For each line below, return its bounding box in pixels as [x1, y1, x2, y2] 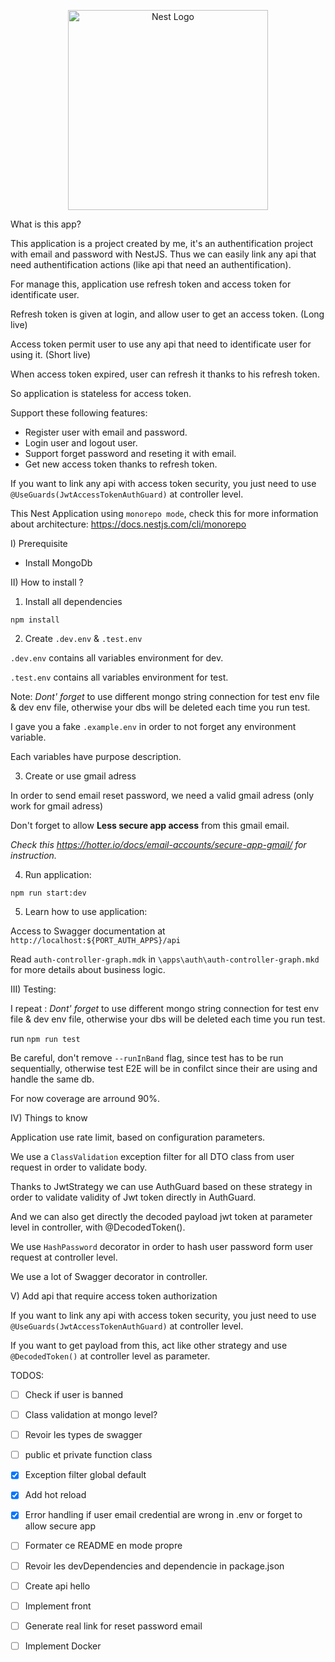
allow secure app [24, 1520, 96, 1532]
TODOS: [10, 1370, 45, 1381]
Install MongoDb [24, 557, 93, 569]
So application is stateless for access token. [10, 388, 192, 399]
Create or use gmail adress [24, 770, 137, 782]
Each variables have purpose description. [10, 751, 182, 762]
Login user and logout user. [24, 437, 138, 449]
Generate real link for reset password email [24, 1620, 203, 1632]
